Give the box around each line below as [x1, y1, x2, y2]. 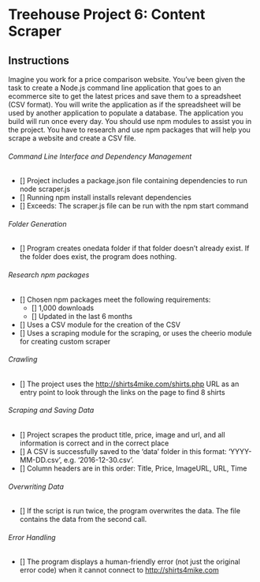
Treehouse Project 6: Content [8, 6, 206, 24]
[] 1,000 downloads [31, 302, 95, 313]
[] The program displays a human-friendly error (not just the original [19, 557, 240, 566]
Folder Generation [8, 219, 67, 228]
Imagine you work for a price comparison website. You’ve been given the [8, 75, 246, 84]
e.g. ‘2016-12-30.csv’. [63, 456, 134, 465]
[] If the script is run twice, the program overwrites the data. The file [19, 506, 241, 516]
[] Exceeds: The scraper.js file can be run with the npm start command [19, 201, 249, 211]
